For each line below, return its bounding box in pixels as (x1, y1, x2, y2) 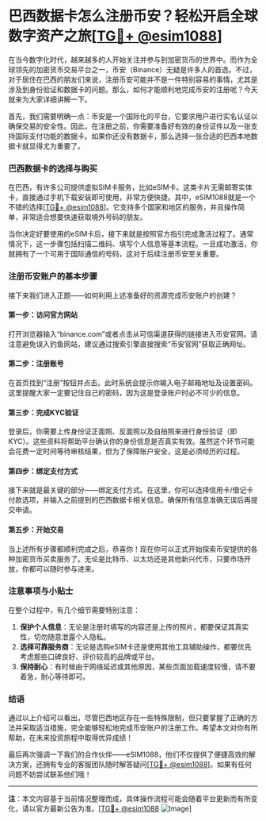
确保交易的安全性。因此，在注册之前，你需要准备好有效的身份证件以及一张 (8, 121, 251, 131)
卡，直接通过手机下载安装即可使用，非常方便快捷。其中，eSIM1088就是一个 (8, 192, 256, 202)
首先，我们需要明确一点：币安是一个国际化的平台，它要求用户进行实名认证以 (8, 111, 258, 121)
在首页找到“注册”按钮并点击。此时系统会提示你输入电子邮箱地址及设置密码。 (8, 378, 257, 387)
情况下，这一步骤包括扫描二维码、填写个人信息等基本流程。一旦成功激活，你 (8, 239, 258, 249)
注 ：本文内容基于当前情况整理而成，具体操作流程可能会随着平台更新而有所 (8, 794, 251, 804)
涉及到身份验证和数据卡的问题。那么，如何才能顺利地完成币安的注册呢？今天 (8, 84, 258, 94)
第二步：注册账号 (8, 359, 64, 368)
